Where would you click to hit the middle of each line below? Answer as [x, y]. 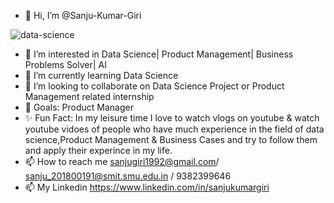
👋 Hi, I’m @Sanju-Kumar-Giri [83, 15]
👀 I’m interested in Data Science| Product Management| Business [159, 54]
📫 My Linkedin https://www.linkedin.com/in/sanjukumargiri [147, 187]
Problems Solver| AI [65, 64]
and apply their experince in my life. [98, 150]
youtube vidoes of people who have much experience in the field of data [174, 129]
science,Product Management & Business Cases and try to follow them [171, 139]
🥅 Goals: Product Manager [79, 107]
